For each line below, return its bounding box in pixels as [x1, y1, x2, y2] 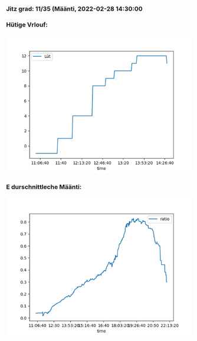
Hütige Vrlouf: [6, 20, 48, 28]
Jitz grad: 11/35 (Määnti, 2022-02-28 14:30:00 [6, 5, 143, 13]
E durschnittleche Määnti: [6, 183, 82, 191]
